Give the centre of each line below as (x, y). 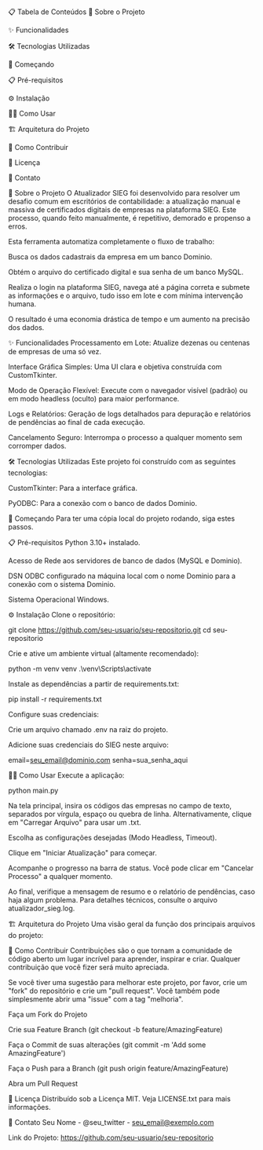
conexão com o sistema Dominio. (62, 584)
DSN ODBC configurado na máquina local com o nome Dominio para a (122, 576)
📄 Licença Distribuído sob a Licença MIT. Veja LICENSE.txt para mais (120, 1099)
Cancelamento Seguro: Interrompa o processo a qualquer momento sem (125, 438)
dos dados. (26, 328)
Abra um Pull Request (43, 1084)
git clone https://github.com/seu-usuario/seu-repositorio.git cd (110, 630)
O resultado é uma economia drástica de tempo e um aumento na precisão (129, 319)
